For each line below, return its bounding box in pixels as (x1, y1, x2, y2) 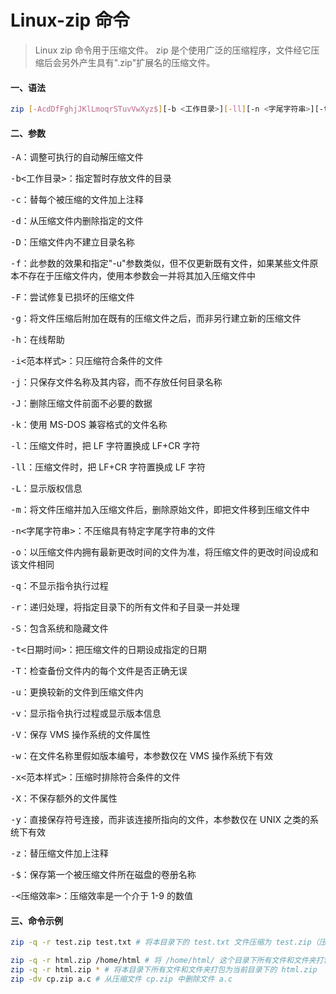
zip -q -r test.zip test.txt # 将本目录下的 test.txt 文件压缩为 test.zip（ (10, 937, 320, 948)
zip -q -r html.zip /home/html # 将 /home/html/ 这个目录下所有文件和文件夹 (10, 956, 317, 966)
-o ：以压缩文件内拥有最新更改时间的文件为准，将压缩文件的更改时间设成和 (10, 546, 319, 558)
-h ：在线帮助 (10, 334, 65, 346)
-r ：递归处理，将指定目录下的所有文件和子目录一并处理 (10, 601, 240, 613)
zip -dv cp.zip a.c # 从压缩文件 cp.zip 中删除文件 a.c (10, 974, 233, 985)
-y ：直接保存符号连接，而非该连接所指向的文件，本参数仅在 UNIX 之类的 (10, 814, 311, 826)
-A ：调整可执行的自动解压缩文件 (10, 151, 144, 163)
